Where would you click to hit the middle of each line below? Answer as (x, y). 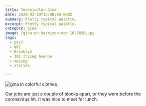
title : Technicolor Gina (31, 10)
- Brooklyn (21, 51)
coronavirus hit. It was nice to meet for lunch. (52, 99)
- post (16, 42)
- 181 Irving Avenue (31, 56)
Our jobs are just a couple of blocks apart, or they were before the (73, 94)
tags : (11, 38)
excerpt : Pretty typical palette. (41, 24)
